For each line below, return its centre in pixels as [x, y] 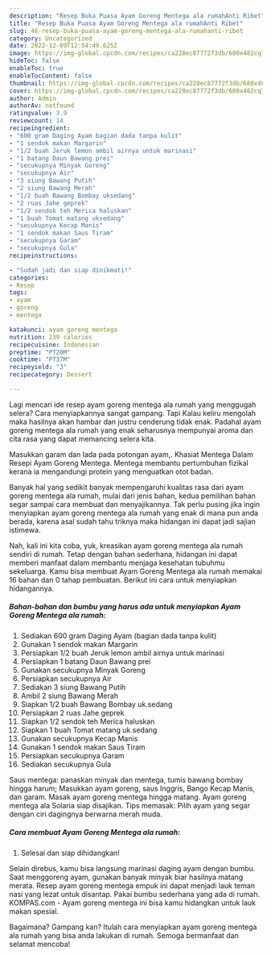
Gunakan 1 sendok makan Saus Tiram [83, 747]
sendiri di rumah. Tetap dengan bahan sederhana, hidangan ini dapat [123, 554]
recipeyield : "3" [38, 367]
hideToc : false [35, 61]
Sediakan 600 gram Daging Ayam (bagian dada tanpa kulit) [119, 635]
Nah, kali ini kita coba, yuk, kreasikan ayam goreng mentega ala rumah [126, 546]
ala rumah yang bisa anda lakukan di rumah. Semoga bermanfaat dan [124, 935]
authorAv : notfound [42, 106]
